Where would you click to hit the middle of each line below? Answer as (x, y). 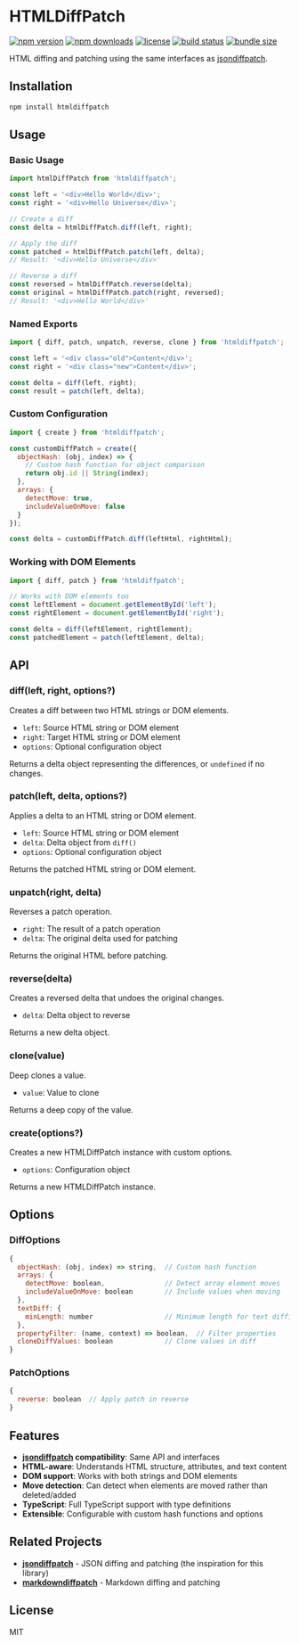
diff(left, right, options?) (62, 691)
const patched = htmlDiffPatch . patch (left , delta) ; (107, 251)
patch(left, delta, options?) (68, 796)
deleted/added (49, 1494)
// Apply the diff (43, 243)
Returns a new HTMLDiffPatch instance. (83, 1187)
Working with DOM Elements (73, 562)
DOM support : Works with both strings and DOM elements (129, 1475)
